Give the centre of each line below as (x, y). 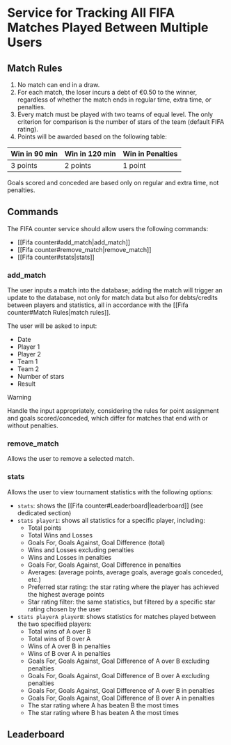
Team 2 (28, 369)
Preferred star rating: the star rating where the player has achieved (123, 587)
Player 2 (29, 354)
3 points (24, 165)
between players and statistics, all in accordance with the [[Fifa (98, 305)
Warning (19, 398)
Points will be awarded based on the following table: (92, 136)
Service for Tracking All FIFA (91, 13)
